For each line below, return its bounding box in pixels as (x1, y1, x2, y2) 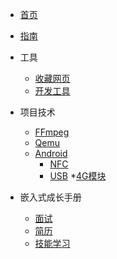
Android (34, 148, 68, 159)
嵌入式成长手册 (19, 191, 82, 203)
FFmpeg (34, 126, 70, 138)
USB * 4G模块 (49, 170, 107, 182)
